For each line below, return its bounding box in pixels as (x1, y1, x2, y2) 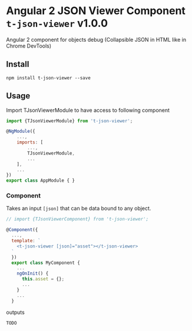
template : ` (11, 238, 41, 244)
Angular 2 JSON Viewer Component (6, 4, 186, 18)
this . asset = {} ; (21, 276, 65, 282)
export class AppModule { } (6, 178, 75, 183)
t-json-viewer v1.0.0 (6, 16, 108, 30)
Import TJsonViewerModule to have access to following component (6, 106, 170, 113)
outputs (6, 309, 25, 316)
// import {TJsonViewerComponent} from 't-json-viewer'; (6, 216, 149, 222)
